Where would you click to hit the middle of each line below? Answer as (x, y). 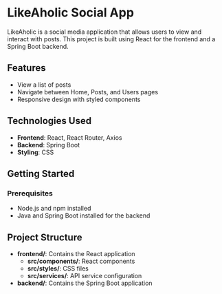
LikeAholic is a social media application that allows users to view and (104, 32)
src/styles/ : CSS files (58, 269)
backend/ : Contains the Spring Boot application (85, 283)
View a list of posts (44, 85)
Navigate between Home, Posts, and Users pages (88, 92)
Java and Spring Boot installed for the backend (84, 216)
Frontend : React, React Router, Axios (69, 137)
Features (26, 68)
